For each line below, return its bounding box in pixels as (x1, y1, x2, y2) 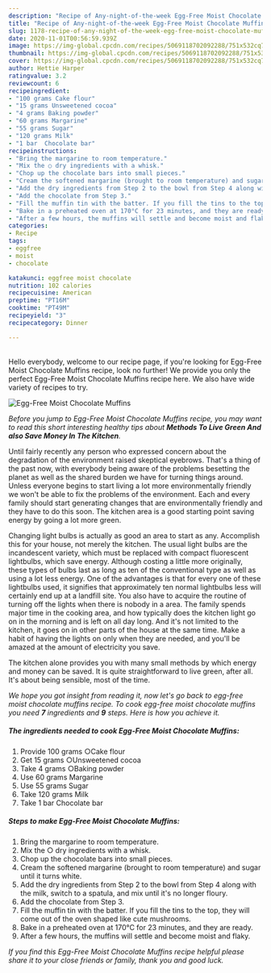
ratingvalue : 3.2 (8, 72, 67, 80)
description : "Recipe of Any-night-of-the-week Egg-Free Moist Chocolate (8, 11, 262, 20)
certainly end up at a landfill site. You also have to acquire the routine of (8, 591, 247, 600)
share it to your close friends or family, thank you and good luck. (8, 955, 224, 965)
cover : (8, 57, 31, 65)
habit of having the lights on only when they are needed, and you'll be (8, 633, 240, 643)
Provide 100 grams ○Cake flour (19, 746, 126, 756)
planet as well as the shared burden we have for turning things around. (8, 472, 244, 482)
